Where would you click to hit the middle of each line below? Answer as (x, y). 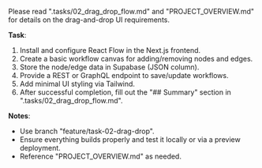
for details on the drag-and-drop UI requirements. (89, 20)
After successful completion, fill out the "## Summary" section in (125, 92)
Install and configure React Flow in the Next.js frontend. (110, 50)
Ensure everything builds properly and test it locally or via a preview (130, 140)
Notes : (19, 116)
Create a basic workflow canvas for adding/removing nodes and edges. (136, 59)
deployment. (40, 148)
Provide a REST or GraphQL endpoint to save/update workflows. (124, 75)
